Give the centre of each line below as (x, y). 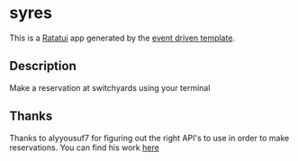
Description (43, 66)
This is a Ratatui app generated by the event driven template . (122, 38)
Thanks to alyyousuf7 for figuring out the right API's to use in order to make (149, 138)
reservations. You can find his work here (84, 148)
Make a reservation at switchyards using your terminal (110, 87)
